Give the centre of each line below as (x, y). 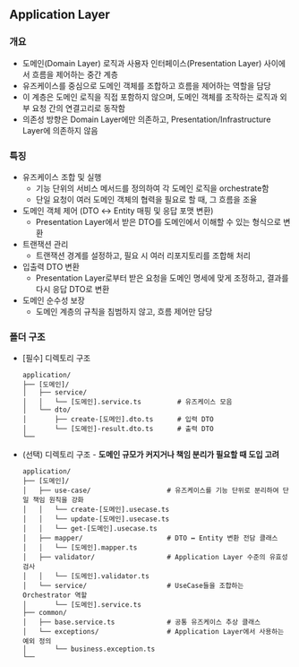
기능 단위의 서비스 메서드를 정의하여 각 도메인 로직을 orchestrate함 (152, 188)
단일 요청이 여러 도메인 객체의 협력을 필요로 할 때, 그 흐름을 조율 (146, 199)
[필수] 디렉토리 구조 (56, 359)
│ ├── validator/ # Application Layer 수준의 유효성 (155, 558)
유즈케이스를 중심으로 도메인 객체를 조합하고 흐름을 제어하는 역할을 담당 (146, 85)
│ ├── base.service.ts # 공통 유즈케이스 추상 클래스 (141, 622)
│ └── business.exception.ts (89, 649)
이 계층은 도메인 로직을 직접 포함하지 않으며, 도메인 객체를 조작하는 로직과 (150, 97)
